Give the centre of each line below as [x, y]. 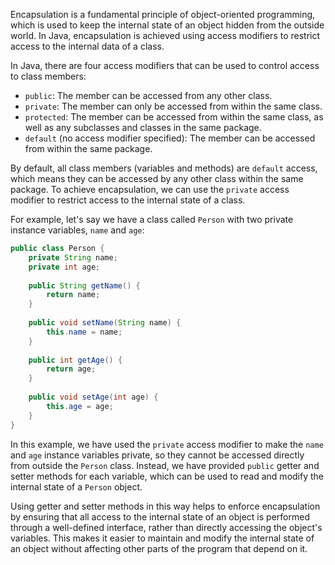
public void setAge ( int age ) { [93, 397]
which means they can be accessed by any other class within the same [157, 178]
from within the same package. [88, 148]
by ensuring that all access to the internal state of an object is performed [160, 516]
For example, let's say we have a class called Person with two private [152, 219]
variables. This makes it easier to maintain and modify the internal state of [162, 538]
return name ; [73, 295]
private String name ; [73, 257]
